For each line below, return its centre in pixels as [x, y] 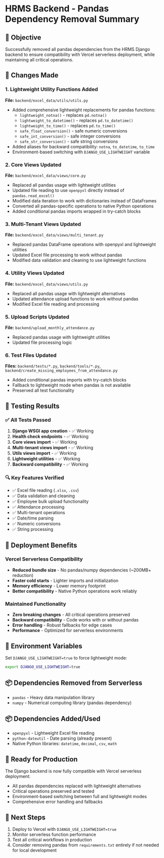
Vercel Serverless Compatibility [44, 559]
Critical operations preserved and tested [53, 791]
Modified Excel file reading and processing [56, 304]
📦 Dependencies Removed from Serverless [74, 683]
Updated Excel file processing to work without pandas [67, 255]
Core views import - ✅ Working [45, 442]
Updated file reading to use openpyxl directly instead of [68, 190]
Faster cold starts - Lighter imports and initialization [65, 580]
